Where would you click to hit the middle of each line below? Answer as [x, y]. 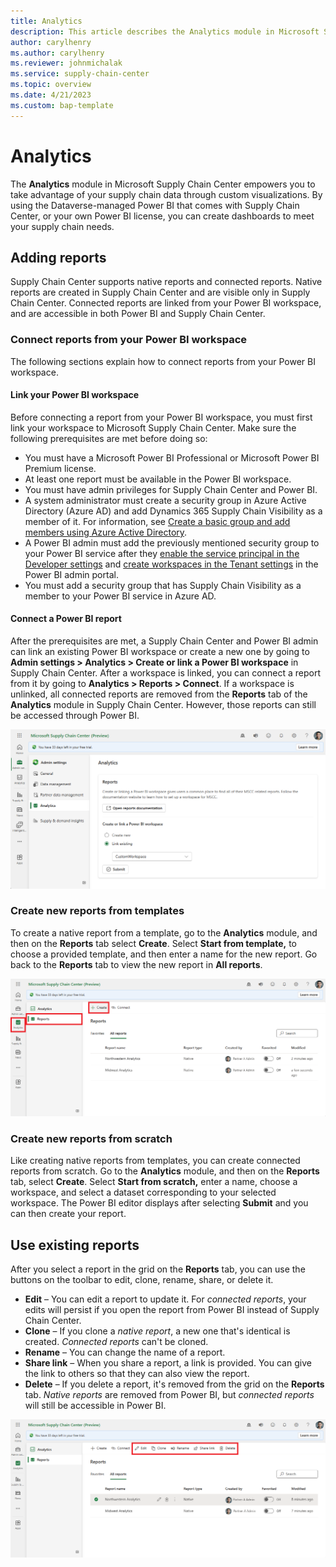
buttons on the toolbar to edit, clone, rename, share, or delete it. [142, 1279]
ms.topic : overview [51, 85]
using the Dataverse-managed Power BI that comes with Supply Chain [155, 205]
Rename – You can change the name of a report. [125, 1352]
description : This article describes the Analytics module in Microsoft [165, 31]
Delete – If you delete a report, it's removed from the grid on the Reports [174, 1384]
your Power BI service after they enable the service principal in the [162, 553]
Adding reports [58, 257]
